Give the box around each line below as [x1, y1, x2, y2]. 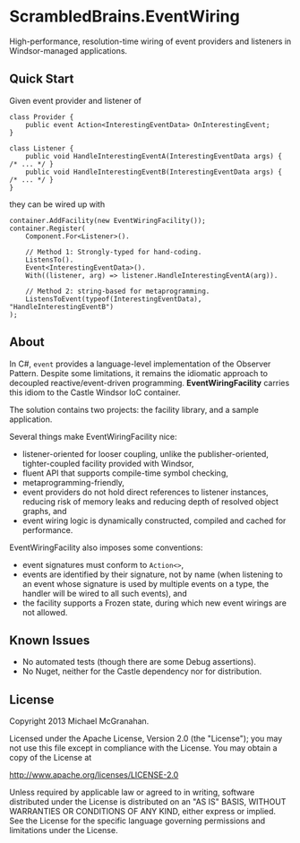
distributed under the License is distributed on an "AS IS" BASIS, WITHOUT [9, 796, 287, 807]
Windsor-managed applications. [9, 45, 128, 56]
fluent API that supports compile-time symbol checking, [21, 468, 228, 478]
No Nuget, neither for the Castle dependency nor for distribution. [21, 666, 262, 677]
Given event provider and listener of [9, 95, 141, 106]
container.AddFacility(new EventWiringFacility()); [9, 216, 206, 225]
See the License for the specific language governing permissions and [9, 815, 266, 826]
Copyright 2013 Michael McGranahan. [9, 716, 150, 727]
